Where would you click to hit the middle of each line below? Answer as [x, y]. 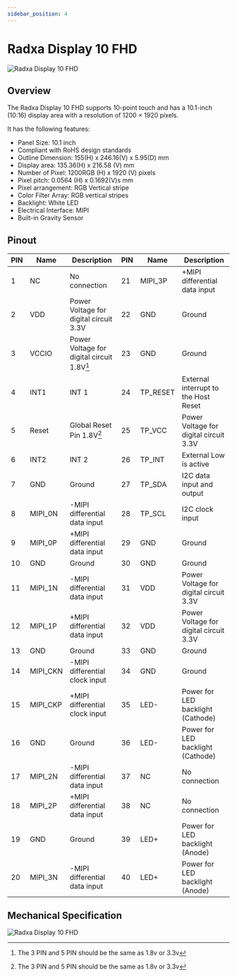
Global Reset [91, 425]
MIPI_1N [44, 588]
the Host [196, 396]
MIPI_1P [44, 626]
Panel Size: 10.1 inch [47, 143]
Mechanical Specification [65, 915]
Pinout [22, 240]
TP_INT [152, 459]
